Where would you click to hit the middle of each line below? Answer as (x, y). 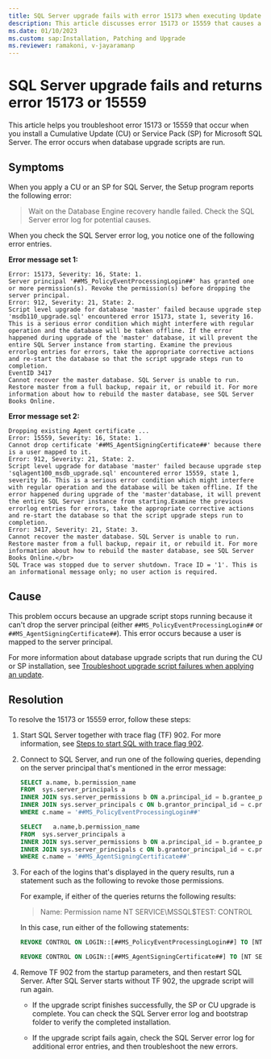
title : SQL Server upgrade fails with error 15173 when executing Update (135, 16)
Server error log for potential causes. (90, 219)
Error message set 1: (44, 260)
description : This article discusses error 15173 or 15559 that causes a (135, 23)
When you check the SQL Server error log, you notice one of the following (131, 235)
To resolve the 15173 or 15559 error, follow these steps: (100, 719)
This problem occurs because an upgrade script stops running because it (130, 616)
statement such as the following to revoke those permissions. (122, 881)
